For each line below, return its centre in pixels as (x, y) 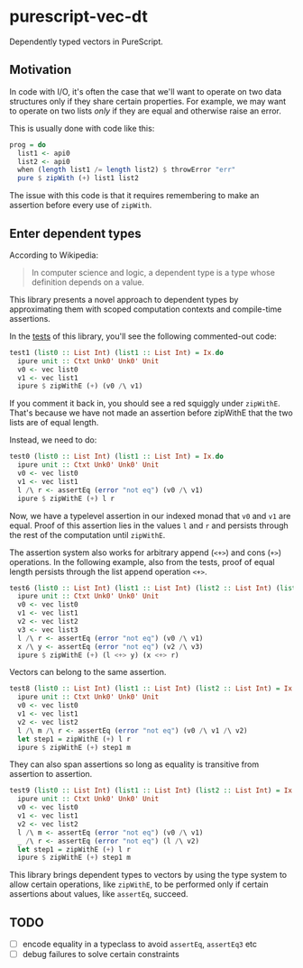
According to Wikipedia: (54, 255)
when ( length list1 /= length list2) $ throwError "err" (127, 170)
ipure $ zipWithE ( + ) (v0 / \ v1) (80, 386)
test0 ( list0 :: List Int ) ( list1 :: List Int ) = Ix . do (116, 457)
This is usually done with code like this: (82, 128)
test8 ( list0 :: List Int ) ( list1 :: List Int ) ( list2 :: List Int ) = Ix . (153, 689)
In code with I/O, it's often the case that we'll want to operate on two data (146, 91)
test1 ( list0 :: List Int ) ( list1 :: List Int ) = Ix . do (116, 352)
